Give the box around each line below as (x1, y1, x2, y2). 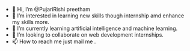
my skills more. (11, 19, 50, 25)
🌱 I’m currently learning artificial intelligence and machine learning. (11, 25, 178, 32)
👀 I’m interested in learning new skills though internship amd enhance (11, 12, 185, 19)
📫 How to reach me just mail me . (11, 38, 96, 45)
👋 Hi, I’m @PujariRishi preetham (11, 6, 91, 13)
